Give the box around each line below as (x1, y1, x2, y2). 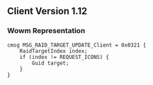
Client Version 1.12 (7, 5, 88, 17)
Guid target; (32, 60, 70, 66)
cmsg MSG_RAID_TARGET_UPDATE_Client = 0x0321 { (7, 41, 147, 49)
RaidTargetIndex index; (19, 47, 88, 54)
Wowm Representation (7, 26, 85, 36)
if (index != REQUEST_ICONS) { (19, 53, 110, 60)
